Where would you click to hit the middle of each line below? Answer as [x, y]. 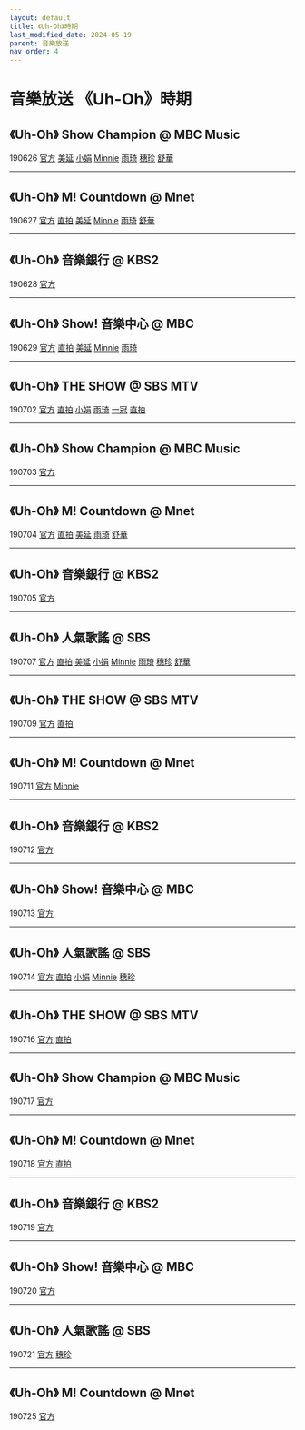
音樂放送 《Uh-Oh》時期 [101, 99]
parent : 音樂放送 [39, 43]
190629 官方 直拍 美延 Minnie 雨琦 [74, 347]
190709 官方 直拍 [42, 724]
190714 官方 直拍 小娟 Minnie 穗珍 [73, 977]
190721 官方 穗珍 [40, 1354]
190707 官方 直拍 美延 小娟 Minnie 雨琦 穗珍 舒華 [100, 661]
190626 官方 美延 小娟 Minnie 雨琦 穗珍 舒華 [92, 158]
